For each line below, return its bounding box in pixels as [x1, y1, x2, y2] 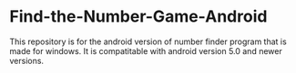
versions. [9, 55, 44, 66]
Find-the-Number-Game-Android [9, 6, 268, 27]
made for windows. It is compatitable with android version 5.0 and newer [9, 45, 282, 56]
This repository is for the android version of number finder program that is [9, 36, 287, 47]
